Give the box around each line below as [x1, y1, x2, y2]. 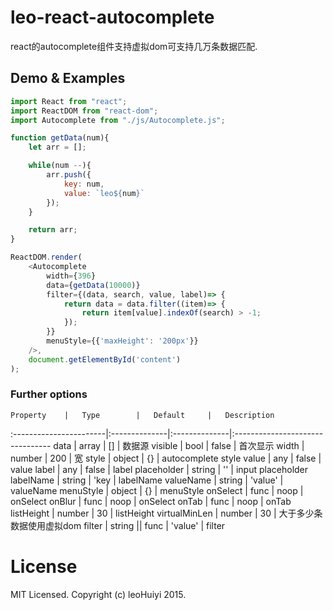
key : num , [63, 179, 105, 189]
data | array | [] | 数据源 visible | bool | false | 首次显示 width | [53, 439, 305, 451]
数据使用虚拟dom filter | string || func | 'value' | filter [10, 519, 226, 531]
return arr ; [28, 225, 78, 235]
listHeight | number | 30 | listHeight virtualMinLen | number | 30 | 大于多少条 [10, 507, 323, 519]
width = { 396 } [46, 271, 97, 281]
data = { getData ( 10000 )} [46, 280, 141, 290]
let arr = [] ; [28, 142, 87, 153]
